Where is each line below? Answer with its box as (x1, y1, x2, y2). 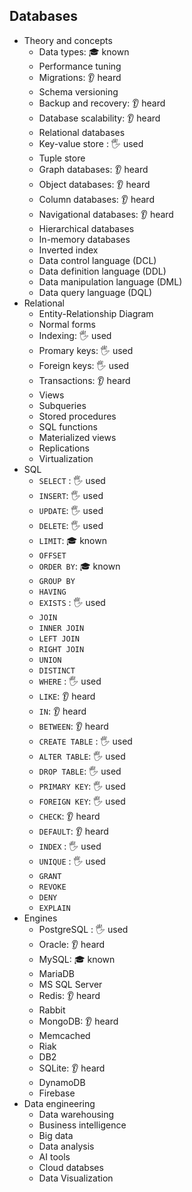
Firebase (38, 1087, 76, 1099)
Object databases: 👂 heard (38, 178, 151, 190)
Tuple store (38, 152, 86, 164)
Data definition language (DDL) (38, 265, 167, 277)
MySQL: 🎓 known (38, 953, 116, 965)
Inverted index (38, 244, 99, 256)
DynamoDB (38, 1076, 86, 1088)
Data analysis (38, 1140, 95, 1152)
